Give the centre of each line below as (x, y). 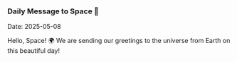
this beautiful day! (34, 51)
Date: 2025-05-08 (35, 27)
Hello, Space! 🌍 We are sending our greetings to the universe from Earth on (119, 41)
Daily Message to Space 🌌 (53, 11)
